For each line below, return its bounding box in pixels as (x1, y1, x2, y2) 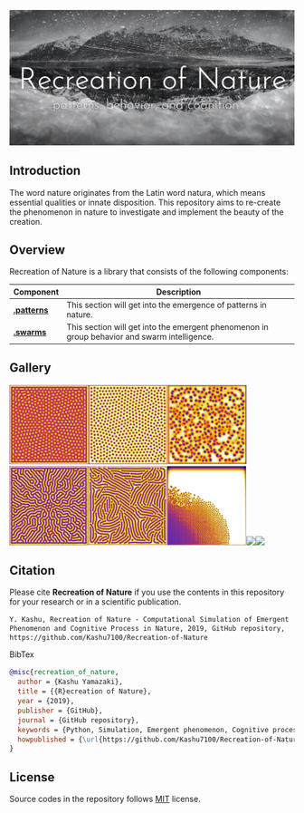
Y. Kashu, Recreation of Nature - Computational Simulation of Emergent (9, 615, 290, 624)
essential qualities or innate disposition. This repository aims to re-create (9, 197, 281, 208)
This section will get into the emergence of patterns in (66, 300, 267, 311)
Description (156, 286, 202, 297)
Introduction (9, 163, 81, 179)
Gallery (9, 360, 52, 376)
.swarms (13, 326, 47, 337)
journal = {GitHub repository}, (17, 715, 140, 725)
